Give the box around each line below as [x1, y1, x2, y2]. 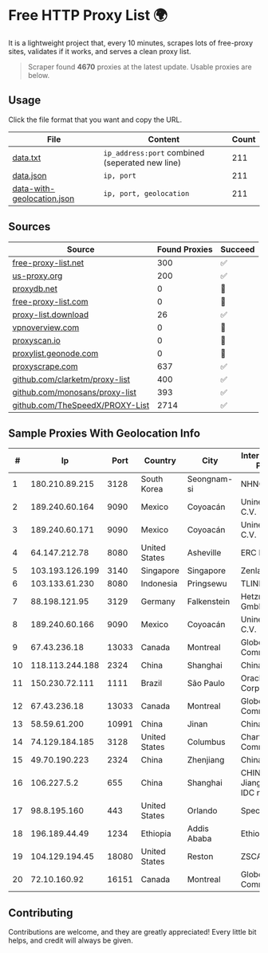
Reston [187, 851, 214, 862]
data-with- [12, 182, 56, 194]
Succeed [220, 244, 255, 255]
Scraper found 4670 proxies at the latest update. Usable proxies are [27, 61, 253, 72]
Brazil [140, 678, 163, 689]
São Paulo [187, 678, 226, 689]
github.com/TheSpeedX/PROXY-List [12, 399, 150, 410]
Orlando [187, 806, 218, 817]
